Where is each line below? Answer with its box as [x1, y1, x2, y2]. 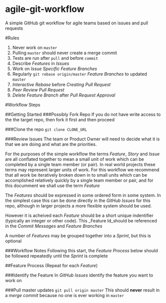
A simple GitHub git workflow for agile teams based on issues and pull [5, 20, 149, 26]
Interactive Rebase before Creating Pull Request [12, 81, 111, 88]
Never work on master [12, 44, 57, 50]
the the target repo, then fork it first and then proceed [5, 116, 115, 122]
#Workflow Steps [5, 101, 41, 107]
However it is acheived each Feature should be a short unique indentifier [5, 212, 154, 218]
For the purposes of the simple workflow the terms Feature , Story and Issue [5, 151, 160, 157]
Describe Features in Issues [12, 60, 69, 66]
